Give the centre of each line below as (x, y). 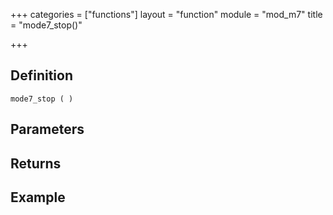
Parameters (47, 129)
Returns (36, 163)
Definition (41, 75)
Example (38, 197)
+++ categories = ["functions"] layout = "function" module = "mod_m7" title (166, 14)
